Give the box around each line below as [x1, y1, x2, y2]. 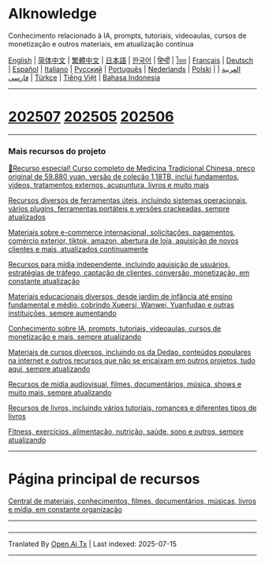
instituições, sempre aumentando [8, 308, 117, 318]
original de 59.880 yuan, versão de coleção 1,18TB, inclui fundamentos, [8, 172, 240, 181]
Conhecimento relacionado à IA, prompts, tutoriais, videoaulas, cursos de [8, 31, 247, 40]
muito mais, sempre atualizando [8, 388, 112, 398]
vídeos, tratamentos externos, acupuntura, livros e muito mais [8, 181, 210, 190]
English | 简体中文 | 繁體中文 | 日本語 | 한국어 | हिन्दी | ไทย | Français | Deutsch [8, 55, 254, 65]
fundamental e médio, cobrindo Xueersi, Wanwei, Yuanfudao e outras [8, 301, 235, 310]
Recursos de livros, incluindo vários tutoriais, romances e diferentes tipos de [8, 403, 257, 413]
